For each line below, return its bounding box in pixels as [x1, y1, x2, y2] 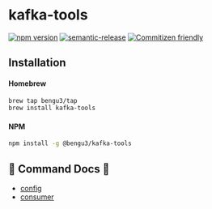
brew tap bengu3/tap [8, 96, 78, 104]
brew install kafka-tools [8, 104, 95, 113]
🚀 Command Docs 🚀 [8, 162, 110, 176]
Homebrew [8, 79, 47, 88]
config [19, 184, 42, 194]
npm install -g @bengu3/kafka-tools [8, 139, 132, 147]
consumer [19, 192, 54, 202]
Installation [8, 56, 66, 70]
